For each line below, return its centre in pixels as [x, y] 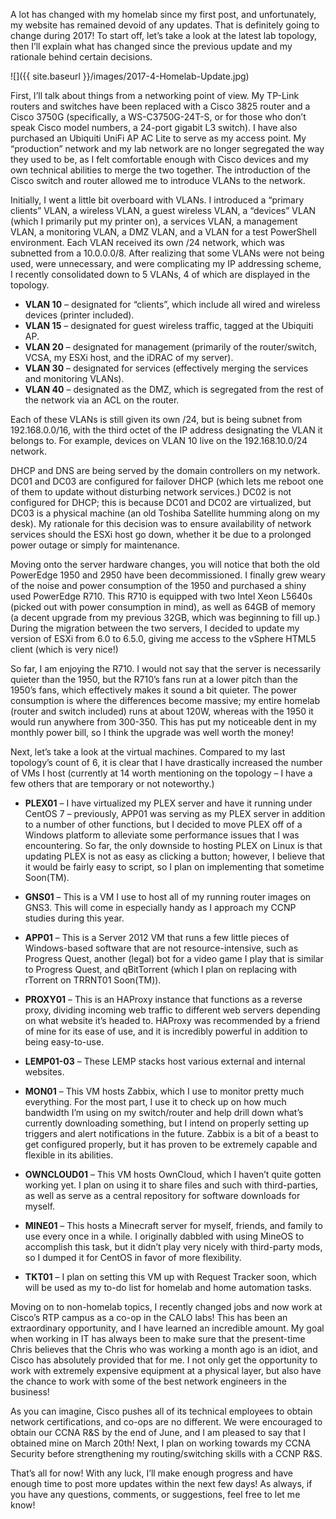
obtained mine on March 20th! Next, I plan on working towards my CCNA [161, 1443]
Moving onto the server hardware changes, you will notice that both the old [165, 564]
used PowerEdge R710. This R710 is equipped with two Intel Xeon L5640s [161, 596]
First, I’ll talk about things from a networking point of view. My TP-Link [155, 95]
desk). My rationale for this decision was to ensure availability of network [161, 523]
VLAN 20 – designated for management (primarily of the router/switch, [170, 347]
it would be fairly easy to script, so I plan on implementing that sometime [174, 867]
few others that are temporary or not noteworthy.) [112, 783]
